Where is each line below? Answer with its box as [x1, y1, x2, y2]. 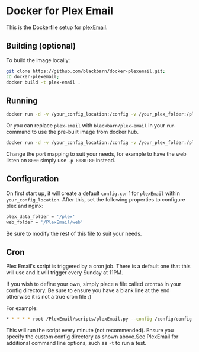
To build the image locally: [6, 56, 70, 63]
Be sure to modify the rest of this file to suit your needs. [6, 230, 142, 237]
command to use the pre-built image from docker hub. [6, 129, 139, 136]
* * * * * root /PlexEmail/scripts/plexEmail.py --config [6, 316, 152, 322]
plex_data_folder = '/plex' [6, 213, 76, 220]
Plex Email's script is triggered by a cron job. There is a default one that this [6, 263, 191, 270]
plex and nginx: [6, 202, 44, 209]
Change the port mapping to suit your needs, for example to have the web [6, 150, 187, 158]
